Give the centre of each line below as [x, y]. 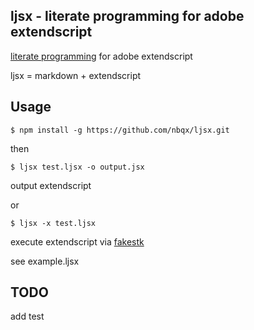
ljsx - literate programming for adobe [127, 16]
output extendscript [51, 185]
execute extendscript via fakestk [77, 241]
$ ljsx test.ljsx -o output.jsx [77, 167]
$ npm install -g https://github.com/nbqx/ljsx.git [120, 130]
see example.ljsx [45, 261]
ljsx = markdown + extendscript [76, 75]
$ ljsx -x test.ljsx [53, 223]
